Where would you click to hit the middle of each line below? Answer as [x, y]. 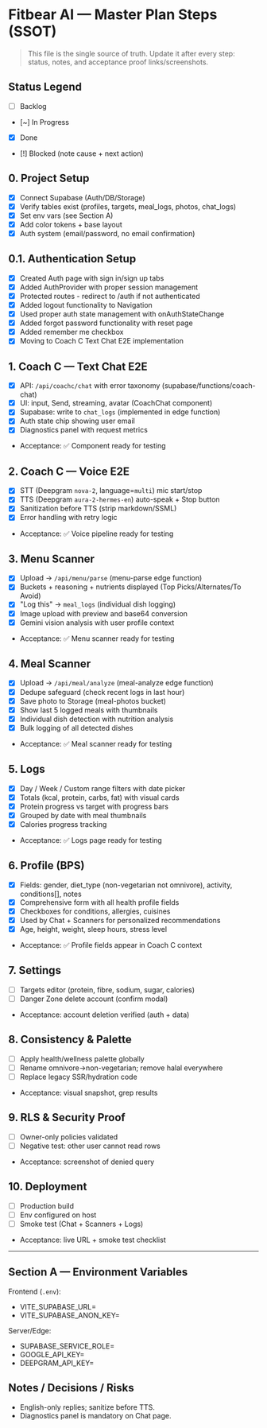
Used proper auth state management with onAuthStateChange [122, 314]
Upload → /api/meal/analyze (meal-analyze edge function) [117, 683]
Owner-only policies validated [69, 1137]
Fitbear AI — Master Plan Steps [113, 15]
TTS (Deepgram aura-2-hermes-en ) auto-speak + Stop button [120, 499]
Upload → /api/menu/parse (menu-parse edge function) [111, 578]
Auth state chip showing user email [77, 421]
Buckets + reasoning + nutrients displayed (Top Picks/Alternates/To [130, 587]
